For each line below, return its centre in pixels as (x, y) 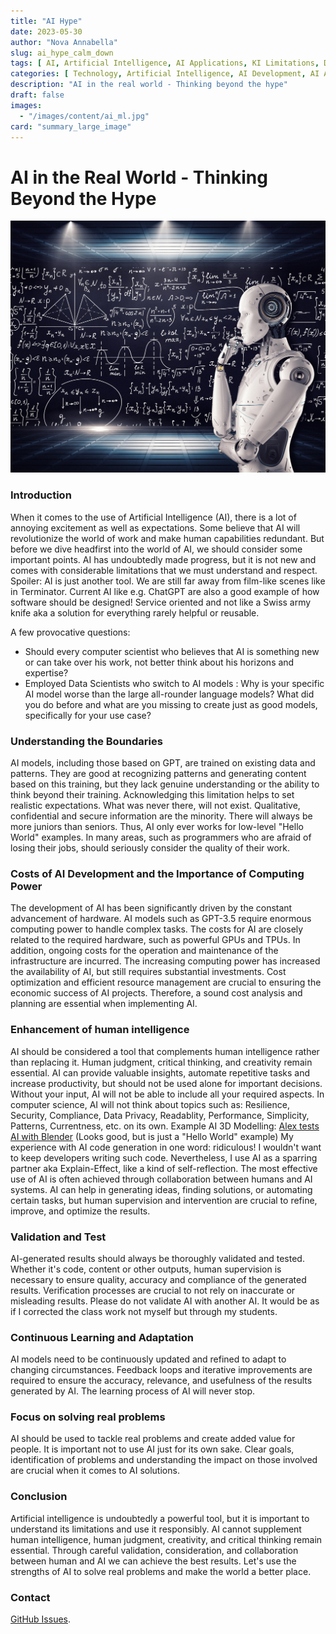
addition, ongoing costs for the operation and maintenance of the (144, 951)
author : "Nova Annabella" (64, 42)
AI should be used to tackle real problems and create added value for (153, 1439)
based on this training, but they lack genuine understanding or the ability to (165, 784)
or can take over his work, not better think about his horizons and (159, 662)
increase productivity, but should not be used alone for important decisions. (166, 1083)
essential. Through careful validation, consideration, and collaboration (154, 1550)
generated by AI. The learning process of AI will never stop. (133, 1391)
